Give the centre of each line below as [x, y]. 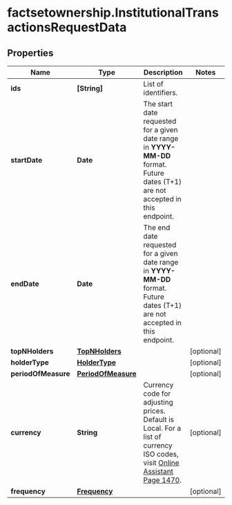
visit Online [161, 463]
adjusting [158, 402]
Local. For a [162, 428]
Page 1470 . [162, 480]
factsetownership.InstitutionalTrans [113, 13]
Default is [159, 420]
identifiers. [161, 93]
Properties [30, 53]
